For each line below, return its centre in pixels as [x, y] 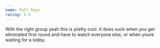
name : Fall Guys [22, 10]
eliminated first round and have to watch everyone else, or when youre [80, 34]
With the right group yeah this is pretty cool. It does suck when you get [80, 29]
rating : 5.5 [18, 15]
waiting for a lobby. [26, 40]
